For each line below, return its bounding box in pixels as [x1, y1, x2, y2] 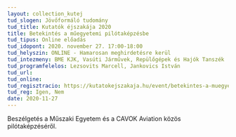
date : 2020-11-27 [7, 96, 58, 103]
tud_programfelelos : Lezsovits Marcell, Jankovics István [7, 63, 181, 70]
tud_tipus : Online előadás [7, 37, 86, 44]
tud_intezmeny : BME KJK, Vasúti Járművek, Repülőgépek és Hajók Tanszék [7, 56, 225, 63]
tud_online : [7, 75, 42, 83]
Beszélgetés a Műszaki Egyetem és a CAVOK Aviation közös [7, 115, 181, 123]
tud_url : [7, 69, 33, 76]
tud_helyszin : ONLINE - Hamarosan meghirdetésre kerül [7, 50, 171, 57]
